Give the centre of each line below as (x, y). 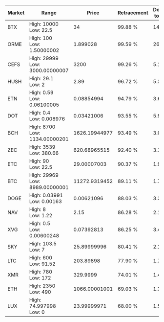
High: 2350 (42, 286)
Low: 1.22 (41, 216)
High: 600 (41, 258)
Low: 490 (40, 292)
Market (16, 13)
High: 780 (41, 272)
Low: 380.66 (44, 153)
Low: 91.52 (42, 264)
